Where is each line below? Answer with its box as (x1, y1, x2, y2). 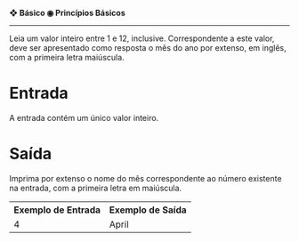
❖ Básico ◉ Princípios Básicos (9, 8, 126, 18)
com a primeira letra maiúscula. (9, 52, 125, 62)
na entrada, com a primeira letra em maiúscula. (9, 182, 182, 193)
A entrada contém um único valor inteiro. (9, 112, 159, 123)
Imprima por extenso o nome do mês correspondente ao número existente (9, 173, 282, 183)
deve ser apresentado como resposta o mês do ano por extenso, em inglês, (9, 43, 287, 52)
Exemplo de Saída (109, 204, 187, 216)
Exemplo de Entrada (13, 204, 101, 216)
